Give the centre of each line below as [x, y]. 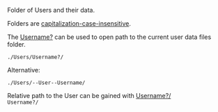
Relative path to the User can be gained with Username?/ [89, 96]
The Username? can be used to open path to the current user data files [109, 37]
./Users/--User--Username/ [46, 83]
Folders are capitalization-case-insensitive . [69, 23]
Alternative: [24, 70]
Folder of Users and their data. [51, 10]
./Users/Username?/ [36, 57]
